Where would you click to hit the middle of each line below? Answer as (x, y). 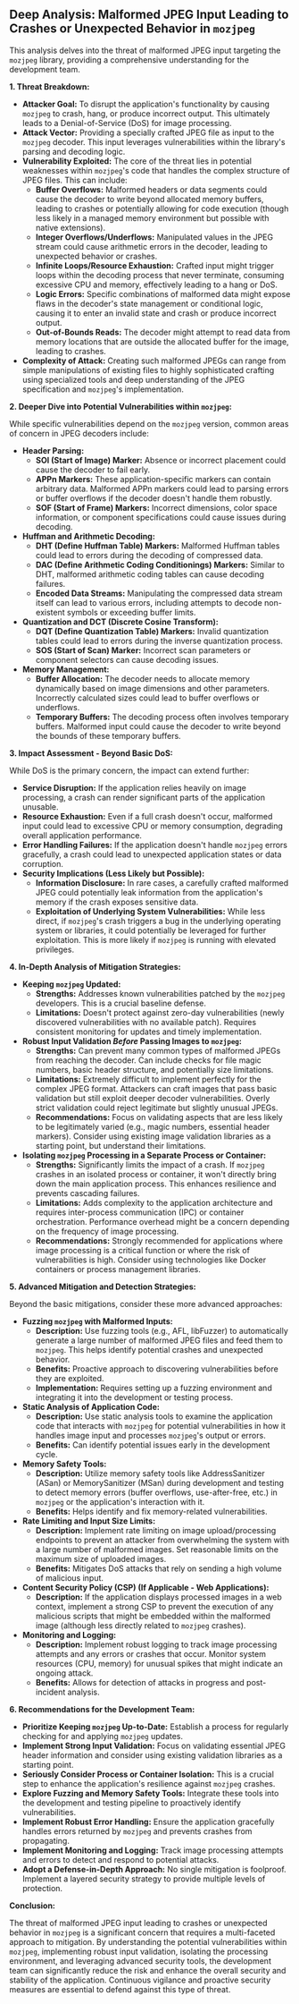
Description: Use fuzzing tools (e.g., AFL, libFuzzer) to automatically (162, 1330)
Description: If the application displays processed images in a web (159, 1597)
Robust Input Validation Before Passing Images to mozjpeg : (132, 1040)
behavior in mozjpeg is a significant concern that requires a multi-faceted (142, 1932)
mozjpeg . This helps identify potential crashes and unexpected (149, 1349)
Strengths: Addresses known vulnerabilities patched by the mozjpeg (160, 993)
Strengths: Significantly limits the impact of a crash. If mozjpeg (150, 1164)
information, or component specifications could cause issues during (161, 517)
